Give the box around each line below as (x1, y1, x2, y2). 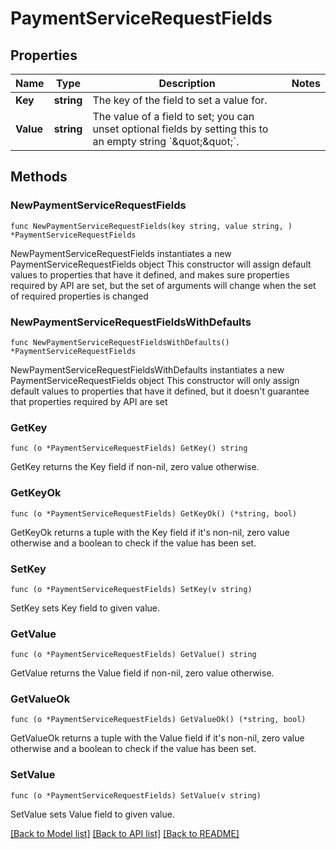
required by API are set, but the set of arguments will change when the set (10, 279, 317, 291)
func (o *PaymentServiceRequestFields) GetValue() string (10, 650, 257, 660)
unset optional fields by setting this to (92, 122, 269, 136)
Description (158, 77, 216, 90)
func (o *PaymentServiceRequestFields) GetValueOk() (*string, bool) (10, 715, 307, 725)
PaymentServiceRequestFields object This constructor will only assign (10, 374, 300, 386)
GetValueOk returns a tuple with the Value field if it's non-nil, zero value (10, 732, 305, 744)
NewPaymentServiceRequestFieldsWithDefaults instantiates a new (10, 363, 285, 376)
